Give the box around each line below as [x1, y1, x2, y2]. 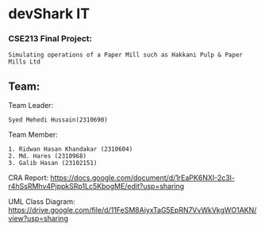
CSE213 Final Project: [8, 33, 93, 44]
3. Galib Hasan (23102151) [8, 160, 98, 167]
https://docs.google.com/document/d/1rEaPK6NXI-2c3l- [50, 173, 236, 183]
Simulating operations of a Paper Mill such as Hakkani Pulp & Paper [8, 51, 244, 60]
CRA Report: [8, 173, 49, 183]
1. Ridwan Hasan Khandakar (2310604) [8, 145, 133, 153]
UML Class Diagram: [8, 197, 75, 206]
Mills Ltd [8, 58, 41, 66]
